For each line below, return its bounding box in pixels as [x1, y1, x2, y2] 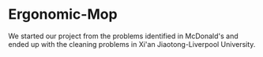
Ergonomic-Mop [8, 5, 118, 23]
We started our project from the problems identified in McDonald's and [8, 31, 239, 41]
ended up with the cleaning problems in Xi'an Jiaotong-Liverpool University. [8, 39, 256, 48]
